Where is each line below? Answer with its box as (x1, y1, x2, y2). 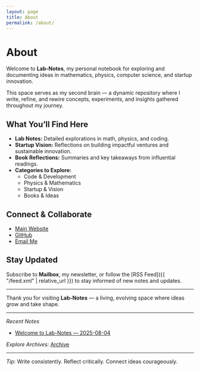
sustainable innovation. (14, 148, 72, 155)
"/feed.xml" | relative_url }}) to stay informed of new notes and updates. (6, 277, 182, 284)
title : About (6, 14, 39, 20)
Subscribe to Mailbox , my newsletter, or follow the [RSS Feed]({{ (6, 270, 165, 278)
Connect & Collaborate (6, 209, 92, 219)
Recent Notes (6, 317, 40, 325)
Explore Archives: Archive (6, 341, 70, 348)
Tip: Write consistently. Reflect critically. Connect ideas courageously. (6, 358, 178, 365)
